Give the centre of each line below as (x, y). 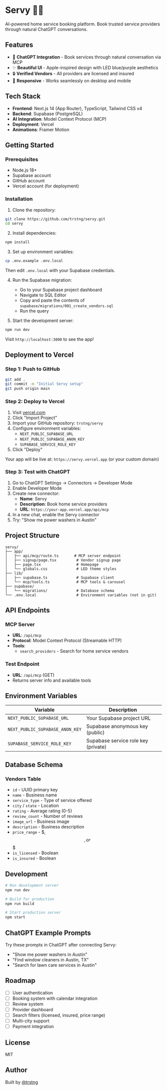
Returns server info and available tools (52, 680)
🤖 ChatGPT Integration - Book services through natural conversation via (87, 57)
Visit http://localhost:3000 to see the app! (50, 339)
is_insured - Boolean (34, 858)
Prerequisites (22, 159)
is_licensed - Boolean (35, 853)
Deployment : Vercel (33, 124)
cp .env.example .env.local (34, 261)
